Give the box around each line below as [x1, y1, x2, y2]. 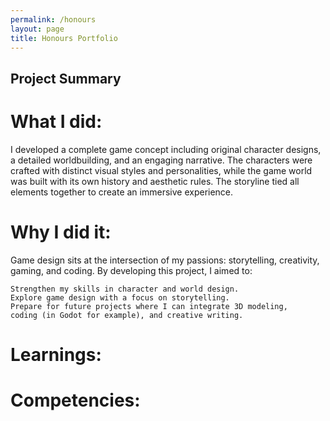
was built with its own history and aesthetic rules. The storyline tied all [10, 175, 300, 187]
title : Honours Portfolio [10, 33, 118, 43]
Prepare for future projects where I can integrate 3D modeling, [10, 301, 288, 311]
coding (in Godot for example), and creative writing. [10, 310, 244, 320]
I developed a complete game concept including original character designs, [10, 143, 322, 155]
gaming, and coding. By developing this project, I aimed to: [10, 264, 253, 276]
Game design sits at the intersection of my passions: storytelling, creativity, [10, 254, 320, 266]
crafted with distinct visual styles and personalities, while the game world [10, 164, 313, 176]
